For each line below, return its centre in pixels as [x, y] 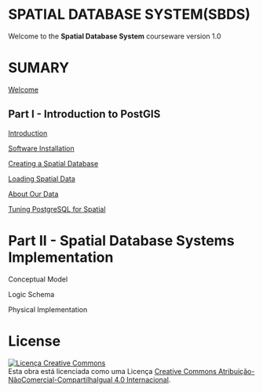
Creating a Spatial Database [53, 163]
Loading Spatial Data [42, 179]
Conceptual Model [38, 279]
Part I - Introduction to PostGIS [84, 114]
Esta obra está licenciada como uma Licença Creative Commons [113, 371]
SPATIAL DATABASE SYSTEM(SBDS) [130, 15]
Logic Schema [31, 294]
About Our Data [33, 194]
